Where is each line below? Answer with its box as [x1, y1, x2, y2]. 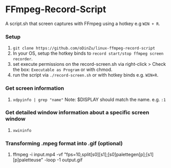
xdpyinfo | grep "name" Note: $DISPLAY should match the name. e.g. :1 [12, 96, 166, 103]
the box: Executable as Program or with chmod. [12, 66, 113, 73]
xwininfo [12, 128, 32, 133]
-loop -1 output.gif [44, 157, 83, 163]
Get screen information [5, 85, 65, 92]
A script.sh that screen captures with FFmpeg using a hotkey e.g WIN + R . [5, 20, 160, 27]
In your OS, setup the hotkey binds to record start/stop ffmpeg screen [12, 50, 164, 57]
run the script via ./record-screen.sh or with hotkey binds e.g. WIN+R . [12, 72, 159, 78]
